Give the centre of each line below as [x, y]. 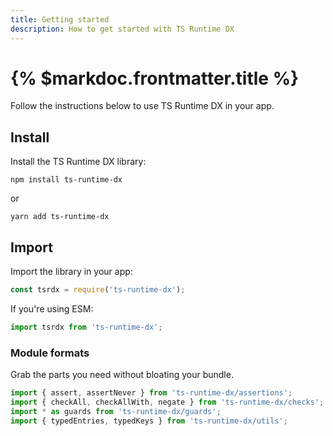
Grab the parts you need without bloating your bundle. [122, 375]
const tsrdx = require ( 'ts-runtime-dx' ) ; [98, 290]
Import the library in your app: [71, 272]
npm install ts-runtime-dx [66, 180]
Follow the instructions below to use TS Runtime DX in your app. [142, 106]
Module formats [50, 353]
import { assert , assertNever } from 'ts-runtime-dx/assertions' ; [151, 393]
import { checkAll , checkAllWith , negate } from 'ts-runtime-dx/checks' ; [167, 402]
